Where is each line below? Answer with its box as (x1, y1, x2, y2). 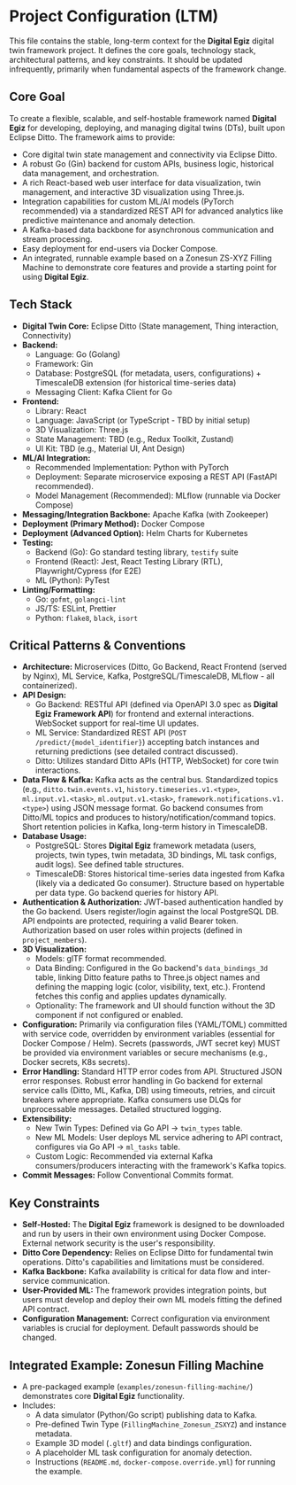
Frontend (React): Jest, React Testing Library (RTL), (34, 556, 224, 566)
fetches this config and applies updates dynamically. (34, 991, 227, 1002)
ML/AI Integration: (21, 452, 91, 463)
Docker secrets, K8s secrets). (21, 1057, 131, 1068)
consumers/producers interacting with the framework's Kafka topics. (34, 1161, 287, 1171)
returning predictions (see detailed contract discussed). (34, 746, 239, 757)
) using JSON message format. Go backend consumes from (45, 803, 263, 813)
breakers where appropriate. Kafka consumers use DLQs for (21, 1094, 242, 1105)
